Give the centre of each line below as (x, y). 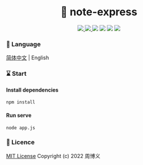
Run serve (19, 115)
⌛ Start (16, 74)
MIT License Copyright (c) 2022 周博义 (53, 156)
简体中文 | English (28, 58)
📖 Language (24, 44)
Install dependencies (32, 90)
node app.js (21, 128)
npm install (21, 102)
